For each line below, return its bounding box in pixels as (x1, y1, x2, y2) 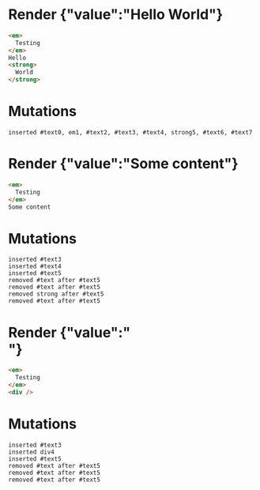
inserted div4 (8, 448, 55, 456)
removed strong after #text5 (8, 290, 104, 298)
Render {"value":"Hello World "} (8, 6, 224, 24)
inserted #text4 (8, 262, 62, 270)
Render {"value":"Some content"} (8, 155, 239, 173)
